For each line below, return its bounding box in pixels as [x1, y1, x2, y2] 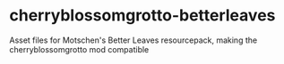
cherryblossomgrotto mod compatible [9, 44, 150, 54]
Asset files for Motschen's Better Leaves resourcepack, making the [9, 35, 258, 45]
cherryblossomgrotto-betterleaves [9, 5, 276, 26]
